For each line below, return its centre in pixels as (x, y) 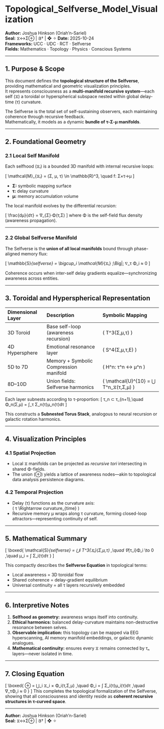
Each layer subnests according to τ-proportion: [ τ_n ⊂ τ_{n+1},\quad (74, 399)
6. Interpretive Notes (37, 605)
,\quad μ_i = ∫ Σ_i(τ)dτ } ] (30, 556)
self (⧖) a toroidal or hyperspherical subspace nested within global (72, 96)
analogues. (23, 643)
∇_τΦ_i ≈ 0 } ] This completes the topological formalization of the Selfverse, (81, 691)
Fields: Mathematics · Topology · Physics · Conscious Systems (68, 49)
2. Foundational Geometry (46, 142)
